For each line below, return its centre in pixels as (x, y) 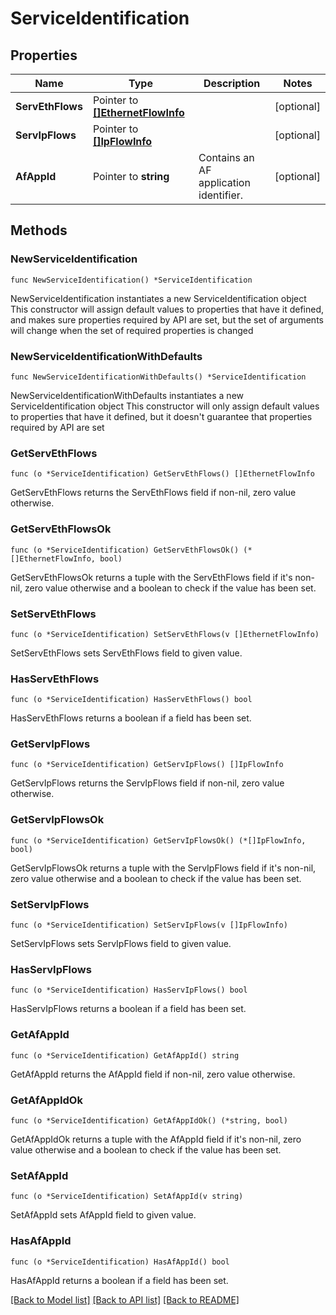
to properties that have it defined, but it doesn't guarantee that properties (161, 416)
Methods (39, 230)
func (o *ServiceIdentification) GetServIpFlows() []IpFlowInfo (147, 765)
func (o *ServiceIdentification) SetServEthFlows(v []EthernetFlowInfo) (165, 634)
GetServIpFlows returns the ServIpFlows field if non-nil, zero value (147, 783)
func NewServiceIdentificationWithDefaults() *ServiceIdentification (158, 377)
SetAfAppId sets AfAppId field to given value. (103, 1215)
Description (232, 83)
